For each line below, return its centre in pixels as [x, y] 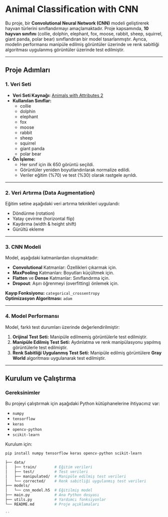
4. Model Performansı [32, 316]
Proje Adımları [28, 70]
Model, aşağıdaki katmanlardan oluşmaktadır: [52, 258]
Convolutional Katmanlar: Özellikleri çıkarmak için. [65, 268]
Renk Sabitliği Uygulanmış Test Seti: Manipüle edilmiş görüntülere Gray [87, 353]
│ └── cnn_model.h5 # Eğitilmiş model [49, 490]
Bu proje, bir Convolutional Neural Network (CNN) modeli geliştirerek [77, 23]
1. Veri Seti [18, 85]
